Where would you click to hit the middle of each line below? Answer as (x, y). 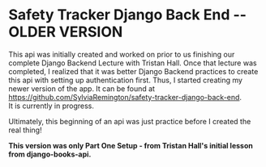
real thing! (25, 130)
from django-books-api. (50, 154)
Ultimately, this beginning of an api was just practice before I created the (130, 121)
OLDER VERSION (66, 32)
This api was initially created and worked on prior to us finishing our (122, 54)
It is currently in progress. (51, 106)
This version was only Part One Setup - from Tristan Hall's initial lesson (131, 145)
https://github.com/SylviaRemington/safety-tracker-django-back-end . (125, 97)
